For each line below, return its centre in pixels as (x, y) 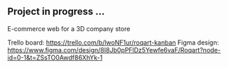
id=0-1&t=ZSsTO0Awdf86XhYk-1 (55, 57)
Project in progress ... (56, 12)
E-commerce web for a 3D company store (69, 28)
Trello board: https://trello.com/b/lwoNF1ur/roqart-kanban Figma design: (113, 42)
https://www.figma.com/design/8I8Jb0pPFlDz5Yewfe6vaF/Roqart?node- (114, 50)
